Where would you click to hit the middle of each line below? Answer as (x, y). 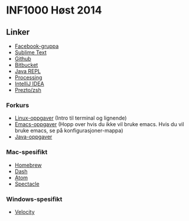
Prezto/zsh (28, 90)
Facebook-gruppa (37, 46)
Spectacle (27, 184)
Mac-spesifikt (27, 152)
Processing (28, 77)
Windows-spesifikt (34, 199)
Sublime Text (31, 52)
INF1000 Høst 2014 (54, 10)
